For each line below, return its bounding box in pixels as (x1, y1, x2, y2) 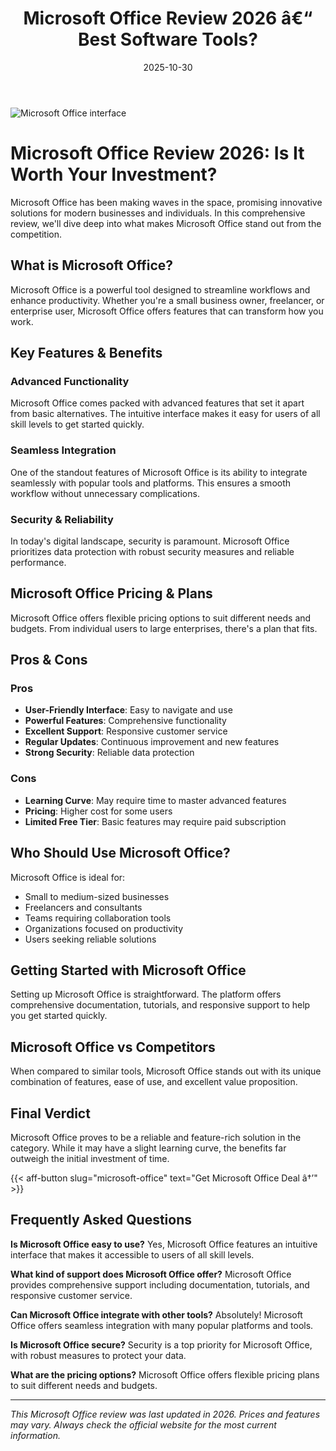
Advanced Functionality (10, 375, 130, 388)
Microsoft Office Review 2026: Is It (10, 142, 305, 165)
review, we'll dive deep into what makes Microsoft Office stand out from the (10, 217, 322, 229)
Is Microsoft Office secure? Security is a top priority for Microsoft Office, (10, 1338, 313, 1351)
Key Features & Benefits (10, 345, 163, 362)
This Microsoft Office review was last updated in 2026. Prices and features (10, 1408, 321, 1420)
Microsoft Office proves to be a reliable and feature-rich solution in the (10, 1132, 302, 1144)
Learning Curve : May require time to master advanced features (24, 794, 287, 806)
